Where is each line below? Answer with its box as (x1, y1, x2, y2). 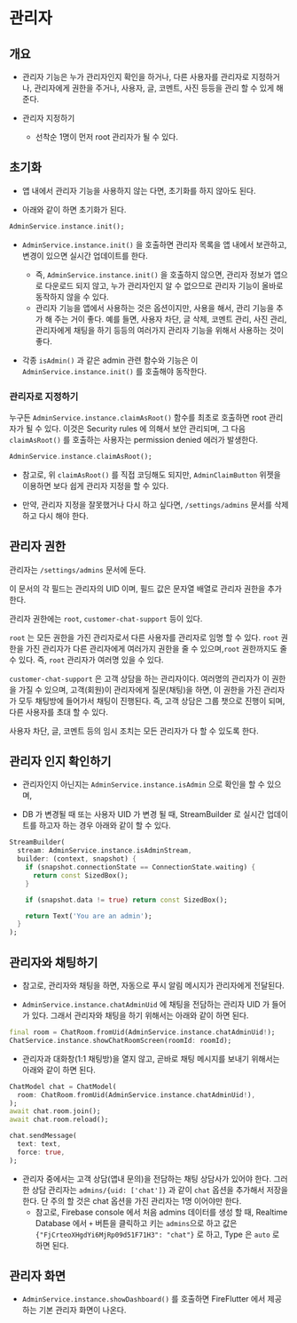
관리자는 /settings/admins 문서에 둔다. (9, 564, 146, 574)
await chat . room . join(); (9, 1107, 101, 1116)
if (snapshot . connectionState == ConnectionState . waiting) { (25, 863, 255, 872)
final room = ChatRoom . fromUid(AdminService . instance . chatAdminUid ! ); (9, 1028, 276, 1037)
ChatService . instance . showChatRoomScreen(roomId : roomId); (9, 1036, 232, 1045)
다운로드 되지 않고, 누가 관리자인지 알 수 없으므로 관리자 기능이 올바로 (44, 280, 284, 291)
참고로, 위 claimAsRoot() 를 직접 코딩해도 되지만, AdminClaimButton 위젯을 (21, 469, 281, 480)
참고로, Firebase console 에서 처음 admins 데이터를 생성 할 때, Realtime (35, 1207, 288, 1217)
